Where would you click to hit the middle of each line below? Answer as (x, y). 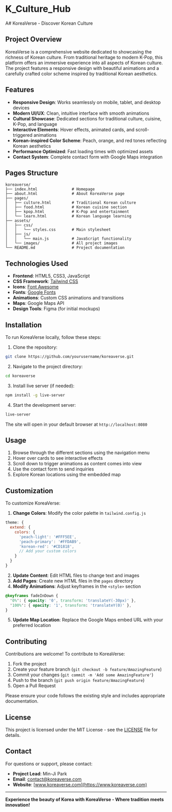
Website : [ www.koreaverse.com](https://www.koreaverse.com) (80, 784)
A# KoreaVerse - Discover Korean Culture (49, 23)
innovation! (18, 805)
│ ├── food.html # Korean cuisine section (66, 207)
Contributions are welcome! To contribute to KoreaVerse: (65, 654)
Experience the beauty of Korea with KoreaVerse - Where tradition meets (85, 799)
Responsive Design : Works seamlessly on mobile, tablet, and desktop (87, 102)
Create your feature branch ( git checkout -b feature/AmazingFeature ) (87, 670)
